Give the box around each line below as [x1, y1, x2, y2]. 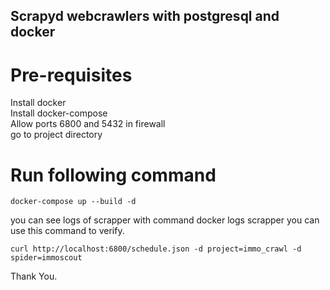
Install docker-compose [10, 107, 108, 119]
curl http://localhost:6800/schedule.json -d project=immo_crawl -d [10, 244, 302, 254]
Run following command [10, 164, 217, 186]
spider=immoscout [10, 253, 83, 263]
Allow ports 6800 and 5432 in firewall [10, 118, 166, 130]
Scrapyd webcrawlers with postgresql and [10, 8, 280, 25]
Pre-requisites [10, 64, 133, 86]
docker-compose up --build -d [10, 197, 137, 207]
